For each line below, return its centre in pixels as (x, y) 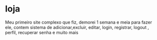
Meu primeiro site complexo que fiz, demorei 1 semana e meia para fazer (78, 22)
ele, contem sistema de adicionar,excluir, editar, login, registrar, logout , (77, 27)
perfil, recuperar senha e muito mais (42, 32)
